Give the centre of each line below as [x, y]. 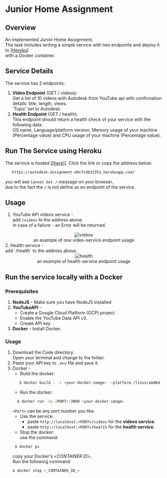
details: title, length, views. [40, 103]
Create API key [35, 323]
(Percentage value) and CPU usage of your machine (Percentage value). [86, 135]
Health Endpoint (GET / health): [45, 114]
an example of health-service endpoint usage [84, 261]
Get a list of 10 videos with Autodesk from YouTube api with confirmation [87, 98]
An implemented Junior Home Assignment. [49, 39]
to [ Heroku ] [17, 50]
